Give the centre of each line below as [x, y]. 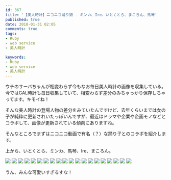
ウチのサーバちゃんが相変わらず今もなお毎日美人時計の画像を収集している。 [86, 87]
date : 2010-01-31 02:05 [31, 24]
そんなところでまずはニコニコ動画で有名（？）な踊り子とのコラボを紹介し [83, 134]
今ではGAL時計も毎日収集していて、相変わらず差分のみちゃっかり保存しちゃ [86, 93]
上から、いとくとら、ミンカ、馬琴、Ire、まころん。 [59, 151]
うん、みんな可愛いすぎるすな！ [39, 172]
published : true [22, 19]
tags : [11, 34]
